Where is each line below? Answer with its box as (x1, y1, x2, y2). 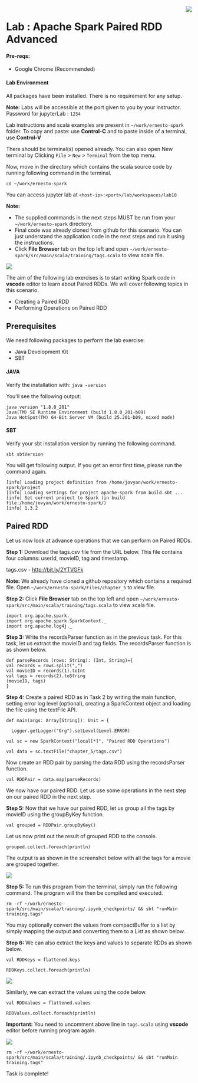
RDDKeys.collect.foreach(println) (6, 967, 91, 973)
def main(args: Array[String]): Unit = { (6, 717, 110, 723)
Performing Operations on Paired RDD (14, 304, 107, 311)
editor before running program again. (6, 1026, 96, 1034)
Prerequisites (6, 321, 57, 331)
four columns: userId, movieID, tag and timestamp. (6, 554, 129, 562)
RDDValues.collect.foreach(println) (6, 1010, 96, 1016)
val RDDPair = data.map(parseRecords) (6, 776, 101, 782)
